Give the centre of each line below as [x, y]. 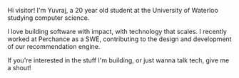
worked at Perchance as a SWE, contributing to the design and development [119, 39]
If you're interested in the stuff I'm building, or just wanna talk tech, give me [118, 60]
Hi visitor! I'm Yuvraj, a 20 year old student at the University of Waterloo [113, 10]
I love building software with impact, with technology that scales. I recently [117, 32]
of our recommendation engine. [54, 46]
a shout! [19, 68]
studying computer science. [49, 18]
